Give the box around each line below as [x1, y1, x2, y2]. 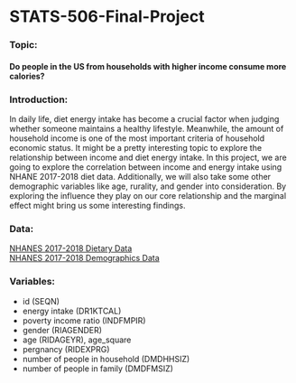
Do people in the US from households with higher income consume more [9, 61, 287, 71]
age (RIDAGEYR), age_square [22, 334, 132, 345]
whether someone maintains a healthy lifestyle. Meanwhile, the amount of [9, 124, 284, 134]
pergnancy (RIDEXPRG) [22, 343, 110, 354]
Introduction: [9, 93, 69, 106]
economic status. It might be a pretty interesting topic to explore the [9, 143, 263, 153]
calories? [9, 70, 45, 81]
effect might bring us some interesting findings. [9, 201, 186, 210]
